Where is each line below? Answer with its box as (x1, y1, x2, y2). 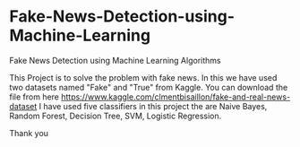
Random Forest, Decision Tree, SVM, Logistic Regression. (9, 110, 222, 121)
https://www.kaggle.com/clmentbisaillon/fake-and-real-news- (61, 91, 291, 102)
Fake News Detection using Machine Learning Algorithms (9, 55, 221, 65)
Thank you (9, 127, 49, 138)
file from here (9, 91, 60, 102)
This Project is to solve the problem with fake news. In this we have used (9, 72, 278, 82)
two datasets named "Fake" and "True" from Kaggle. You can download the (9, 82, 288, 92)
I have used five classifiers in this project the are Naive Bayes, (39, 100, 268, 111)
